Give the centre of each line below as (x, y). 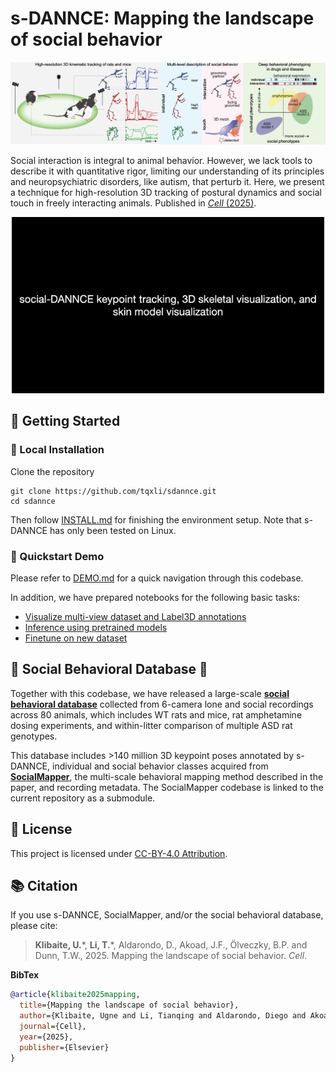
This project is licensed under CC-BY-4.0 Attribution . (119, 853)
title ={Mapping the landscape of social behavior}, (129, 1005)
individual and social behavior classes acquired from (160, 766)
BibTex (25, 975)
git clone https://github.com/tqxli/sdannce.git (113, 491)
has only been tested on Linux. (113, 530)
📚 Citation (44, 885)
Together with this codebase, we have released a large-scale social (150, 693)
